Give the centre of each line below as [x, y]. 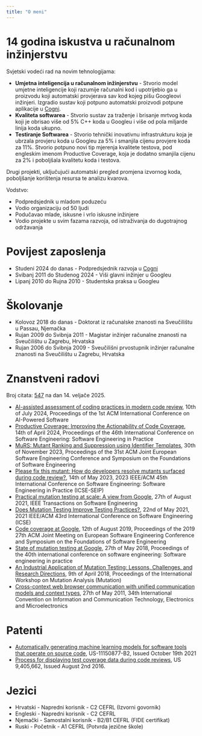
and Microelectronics [41, 606]
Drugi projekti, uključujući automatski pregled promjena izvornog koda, [94, 171]
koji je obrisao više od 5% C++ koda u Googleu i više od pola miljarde [101, 121]
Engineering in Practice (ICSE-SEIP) [59, 490]
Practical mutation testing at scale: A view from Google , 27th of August [103, 497]
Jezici [22, 690]
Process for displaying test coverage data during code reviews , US [98, 660]
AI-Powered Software [42, 420]
